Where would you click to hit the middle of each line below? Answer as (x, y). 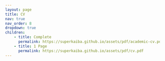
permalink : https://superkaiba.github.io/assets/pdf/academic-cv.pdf (91, 42)
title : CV (15, 14)
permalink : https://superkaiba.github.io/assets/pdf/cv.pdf (81, 51)
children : (15, 32)
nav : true (15, 19)
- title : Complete (33, 37)
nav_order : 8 (18, 23)
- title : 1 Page (31, 46)
